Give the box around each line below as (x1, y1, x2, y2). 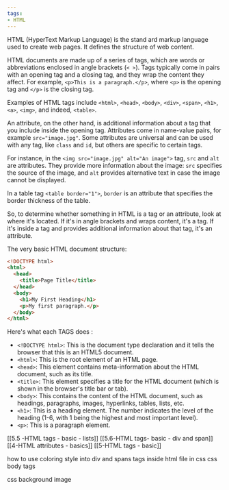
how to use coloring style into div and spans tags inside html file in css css (7, 455, 217, 463)
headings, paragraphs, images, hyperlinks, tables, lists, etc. (16, 399, 185, 408)
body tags (7, 462, 36, 470)
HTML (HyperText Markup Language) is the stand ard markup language (7, 35, 208, 43)
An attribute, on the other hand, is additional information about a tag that (7, 119, 211, 127)
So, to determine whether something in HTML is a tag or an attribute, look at (7, 210, 221, 218)
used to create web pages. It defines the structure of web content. (7, 42, 194, 51)
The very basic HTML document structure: (7, 245, 127, 253)
